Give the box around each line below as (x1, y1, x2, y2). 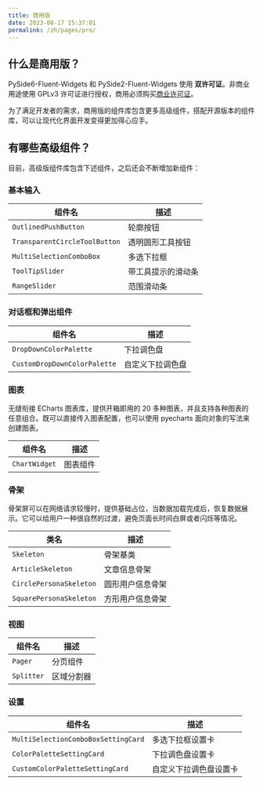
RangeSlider (12, 282, 57, 290)
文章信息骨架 (103, 564, 151, 575)
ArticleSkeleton (12, 564, 73, 574)
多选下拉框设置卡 (152, 734, 215, 745)
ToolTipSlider (12, 267, 65, 276)
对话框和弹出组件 (8, 307, 73, 318)
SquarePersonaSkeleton (12, 594, 96, 603)
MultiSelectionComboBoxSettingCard (12, 735, 145, 743)
